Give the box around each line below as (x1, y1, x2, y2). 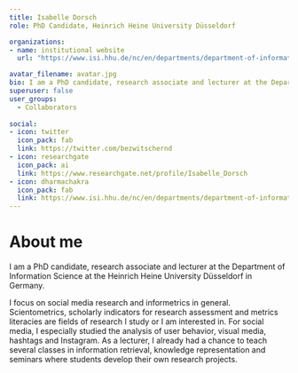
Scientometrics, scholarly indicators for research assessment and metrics (9, 307, 278, 318)
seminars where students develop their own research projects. (9, 354, 238, 365)
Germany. (9, 281, 45, 291)
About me (9, 232, 83, 252)
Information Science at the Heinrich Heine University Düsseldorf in (9, 271, 253, 282)
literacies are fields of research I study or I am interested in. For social (9, 316, 264, 327)
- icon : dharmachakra (9, 177, 90, 186)
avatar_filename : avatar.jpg (9, 70, 117, 79)
